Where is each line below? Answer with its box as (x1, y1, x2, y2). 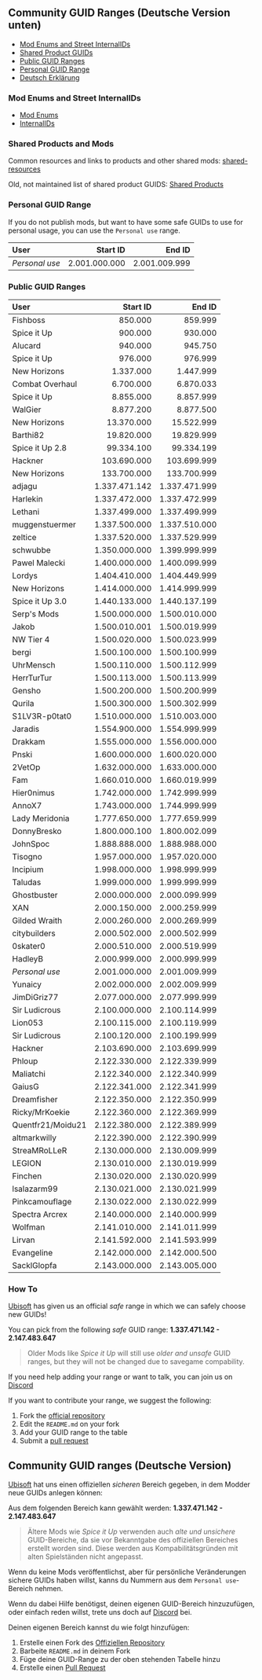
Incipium (12, 864, 44, 875)
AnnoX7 (12, 800, 42, 811)
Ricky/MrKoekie (12, 1107, 71, 1117)
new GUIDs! (8, 1310, 47, 1319)
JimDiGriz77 (12, 992, 59, 1002)
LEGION (12, 1158, 42, 1168)
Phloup (12, 1056, 38, 1066)
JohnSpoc (12, 839, 50, 849)
